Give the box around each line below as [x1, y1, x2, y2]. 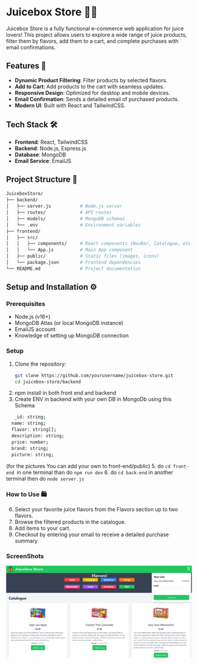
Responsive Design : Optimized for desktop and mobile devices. [14, 89, 170, 96]
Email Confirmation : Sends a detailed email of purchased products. [14, 95, 180, 102]
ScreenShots [6, 552, 44, 560]
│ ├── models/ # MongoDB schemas [6, 215, 126, 221]
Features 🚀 [6, 61, 47, 71]
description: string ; [11, 433, 65, 439]
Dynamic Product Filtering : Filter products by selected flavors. [14, 76, 168, 83]
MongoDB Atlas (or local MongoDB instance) [14, 320, 124, 327]
